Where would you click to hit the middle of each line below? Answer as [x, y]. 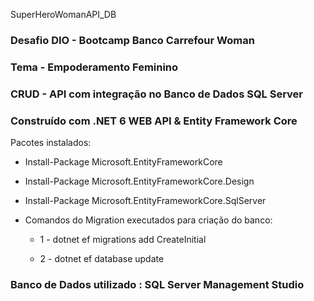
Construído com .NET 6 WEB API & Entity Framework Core [154, 121]
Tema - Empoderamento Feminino [94, 67]
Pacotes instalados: [51, 143]
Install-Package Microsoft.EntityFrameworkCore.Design [139, 181]
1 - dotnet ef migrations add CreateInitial [123, 240]
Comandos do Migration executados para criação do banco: [148, 220]
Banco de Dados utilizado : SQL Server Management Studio [157, 284]
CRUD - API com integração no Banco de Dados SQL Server [157, 94]
